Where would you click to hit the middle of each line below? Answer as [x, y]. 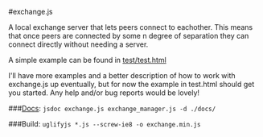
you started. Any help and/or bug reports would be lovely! [104, 93]
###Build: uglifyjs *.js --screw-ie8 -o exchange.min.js [105, 124]
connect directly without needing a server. [78, 44]
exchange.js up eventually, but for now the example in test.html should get [131, 84]
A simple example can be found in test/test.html [87, 60]
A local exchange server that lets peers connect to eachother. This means [131, 27]
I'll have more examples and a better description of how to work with [122, 75]
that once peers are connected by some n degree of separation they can [129, 36]
